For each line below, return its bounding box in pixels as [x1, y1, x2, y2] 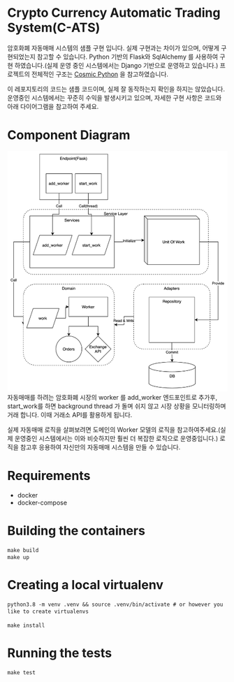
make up [7, 554, 30, 561]
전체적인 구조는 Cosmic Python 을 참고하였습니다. [31, 70, 169, 78]
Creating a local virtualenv [7, 577, 164, 593]
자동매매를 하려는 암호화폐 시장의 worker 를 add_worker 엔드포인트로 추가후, [7, 393, 218, 402]
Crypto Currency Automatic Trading [7, 5, 221, 21]
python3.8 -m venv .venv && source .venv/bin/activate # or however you [7, 601, 224, 609]
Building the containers [7, 523, 145, 539]
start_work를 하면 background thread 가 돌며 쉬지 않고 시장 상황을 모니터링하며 [7, 402, 226, 410]
